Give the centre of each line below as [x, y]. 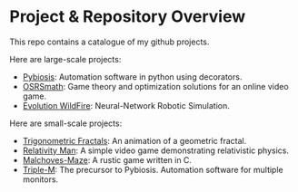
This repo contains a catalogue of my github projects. [109, 42]
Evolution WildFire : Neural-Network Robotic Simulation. [126, 105]
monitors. [40, 179]
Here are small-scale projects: [66, 123]
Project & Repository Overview [128, 17]
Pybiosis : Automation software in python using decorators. [132, 77]
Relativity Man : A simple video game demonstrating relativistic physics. [155, 150]
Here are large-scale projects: [65, 59]
